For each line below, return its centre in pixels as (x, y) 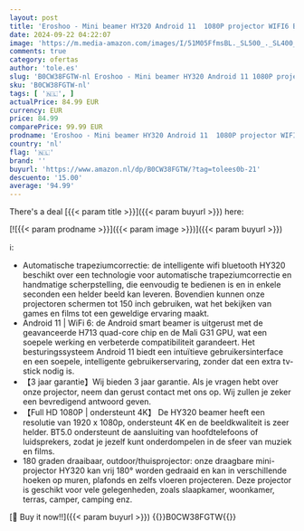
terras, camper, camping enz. (77, 499)
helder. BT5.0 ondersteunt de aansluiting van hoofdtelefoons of (140, 432)
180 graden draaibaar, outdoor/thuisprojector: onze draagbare (138, 461)
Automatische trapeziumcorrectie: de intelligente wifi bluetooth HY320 (154, 265)
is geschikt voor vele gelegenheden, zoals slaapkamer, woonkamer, (148, 490)
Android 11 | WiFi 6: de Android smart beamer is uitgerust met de (143, 323)
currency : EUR (36, 110)
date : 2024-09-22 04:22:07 (60, 34)
